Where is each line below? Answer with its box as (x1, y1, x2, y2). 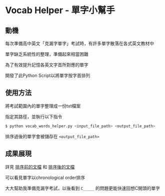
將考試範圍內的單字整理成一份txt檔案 (5, 103, 81, 109)
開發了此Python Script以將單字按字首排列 (5, 72, 90, 78)
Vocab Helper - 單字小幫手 (5, 5, 115, 16)
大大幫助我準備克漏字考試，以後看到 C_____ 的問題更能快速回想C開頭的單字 (5, 185, 160, 191)
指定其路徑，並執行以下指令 (5, 114, 62, 120)
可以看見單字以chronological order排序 (5, 174, 85, 180)
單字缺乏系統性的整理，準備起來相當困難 (5, 51, 88, 57)
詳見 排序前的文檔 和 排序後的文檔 (5, 164, 75, 170)
